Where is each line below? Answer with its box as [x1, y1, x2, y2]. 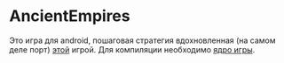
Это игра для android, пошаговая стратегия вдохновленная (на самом [9, 35, 277, 45]
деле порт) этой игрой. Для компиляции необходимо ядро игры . [9, 44, 256, 54]
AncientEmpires [9, 6, 130, 26]
